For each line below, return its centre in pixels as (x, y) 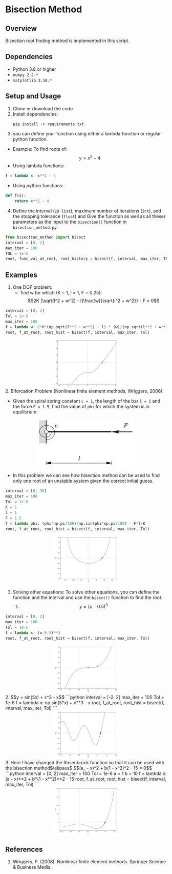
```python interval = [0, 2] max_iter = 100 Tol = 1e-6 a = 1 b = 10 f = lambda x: (86, 773)
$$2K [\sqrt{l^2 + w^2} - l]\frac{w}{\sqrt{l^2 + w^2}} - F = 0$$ (94, 301)
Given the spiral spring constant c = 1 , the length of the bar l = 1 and (86, 401)
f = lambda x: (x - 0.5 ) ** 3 (33, 633)
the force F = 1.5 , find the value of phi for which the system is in (81, 407)
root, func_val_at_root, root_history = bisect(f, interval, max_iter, (83, 259)
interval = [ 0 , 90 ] (26, 491)
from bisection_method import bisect (46, 237)
